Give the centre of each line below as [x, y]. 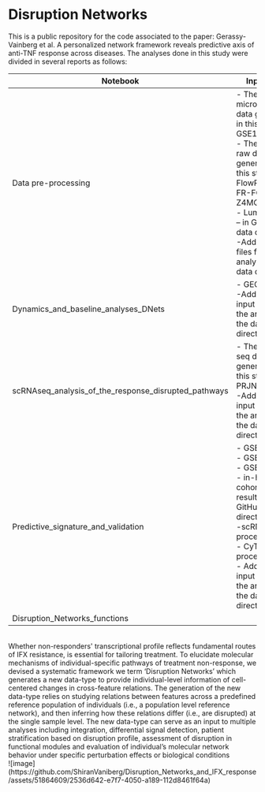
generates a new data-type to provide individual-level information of [119, 679]
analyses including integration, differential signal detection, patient [116, 730]
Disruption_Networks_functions [70, 618]
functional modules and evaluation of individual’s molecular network [119, 746]
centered [23, 688]
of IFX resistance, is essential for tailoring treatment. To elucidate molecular [131, 654]
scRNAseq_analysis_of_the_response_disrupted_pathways [120, 390]
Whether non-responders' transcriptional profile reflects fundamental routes [132, 646]
